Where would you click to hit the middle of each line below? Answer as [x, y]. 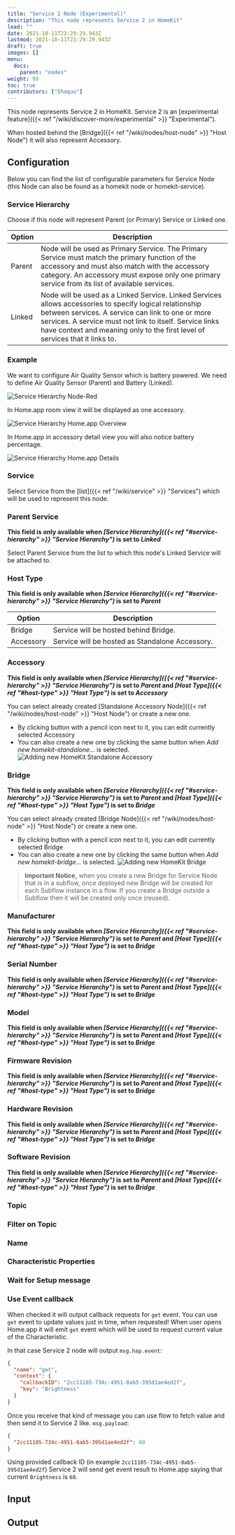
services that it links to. [79, 339]
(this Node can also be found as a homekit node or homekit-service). [107, 186]
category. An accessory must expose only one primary [131, 275]
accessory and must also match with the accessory [125, 267]
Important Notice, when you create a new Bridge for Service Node [121, 876]
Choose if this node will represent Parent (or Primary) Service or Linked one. [117, 220]
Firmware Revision [40, 1061]
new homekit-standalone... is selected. [73, 749]
